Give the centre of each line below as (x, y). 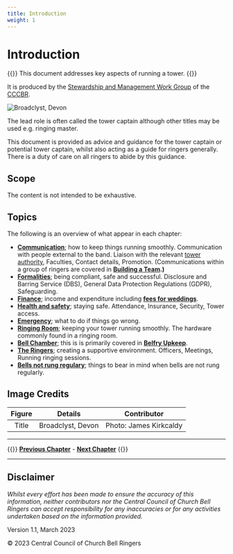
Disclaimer (31, 477)
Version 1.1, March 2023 (41, 529)
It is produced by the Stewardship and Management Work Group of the (109, 87)
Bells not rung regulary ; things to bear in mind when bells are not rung (118, 365)
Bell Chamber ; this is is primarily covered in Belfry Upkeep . (103, 343)
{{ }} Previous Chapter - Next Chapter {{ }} (68, 449)
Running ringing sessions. (54, 358)
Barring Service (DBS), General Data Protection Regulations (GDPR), (114, 284)
